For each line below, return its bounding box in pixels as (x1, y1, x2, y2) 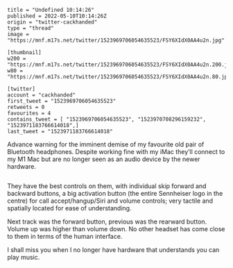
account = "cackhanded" (7, 92, 76, 99)
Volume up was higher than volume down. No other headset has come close (7, 225, 225, 233)
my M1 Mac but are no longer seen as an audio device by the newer (7, 155, 200, 163)
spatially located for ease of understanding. (7, 204, 132, 212)
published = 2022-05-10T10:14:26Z (7, 12, 107, 19)
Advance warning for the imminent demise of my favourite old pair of (7, 140, 205, 149)
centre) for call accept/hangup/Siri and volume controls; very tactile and (7, 196, 214, 205)
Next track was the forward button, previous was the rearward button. (7, 217, 207, 226)
